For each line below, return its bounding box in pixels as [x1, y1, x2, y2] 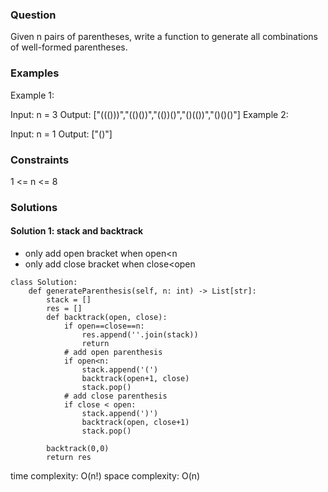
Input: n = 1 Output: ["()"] [10, 128, 113, 140]
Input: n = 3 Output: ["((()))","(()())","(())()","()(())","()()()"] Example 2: [10, 108, 289, 120]
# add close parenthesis [63, 391, 168, 402]
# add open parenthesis [63, 348, 163, 358]
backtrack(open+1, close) [81, 374, 190, 384]
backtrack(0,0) [46, 444, 110, 454]
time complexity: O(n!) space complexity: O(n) [10, 470, 201, 482]
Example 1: [10, 89, 55, 101]
